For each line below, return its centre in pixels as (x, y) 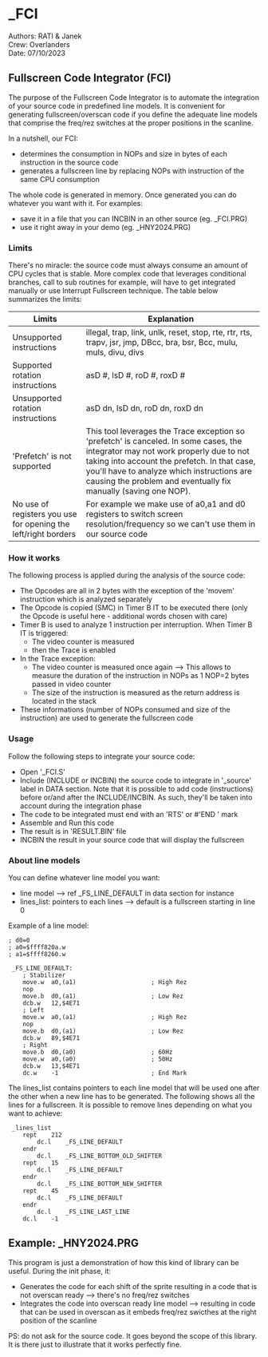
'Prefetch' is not (42, 456)
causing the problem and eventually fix (158, 482)
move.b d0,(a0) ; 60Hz (98, 1052)
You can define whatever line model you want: (85, 877)
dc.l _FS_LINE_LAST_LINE (83, 1212)
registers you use (45, 514)
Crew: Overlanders (39, 44)
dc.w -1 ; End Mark (105, 1073)
